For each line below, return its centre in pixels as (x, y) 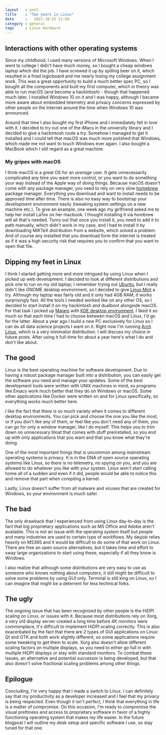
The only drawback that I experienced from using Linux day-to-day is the (80, 521)
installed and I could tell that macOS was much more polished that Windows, (83, 138)
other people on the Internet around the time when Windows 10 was (74, 108)
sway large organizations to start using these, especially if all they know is (81, 552)
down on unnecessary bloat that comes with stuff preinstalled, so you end (81, 432)
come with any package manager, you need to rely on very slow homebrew (82, 188)
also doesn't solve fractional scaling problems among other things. (73, 664)
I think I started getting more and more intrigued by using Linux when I (77, 274)
